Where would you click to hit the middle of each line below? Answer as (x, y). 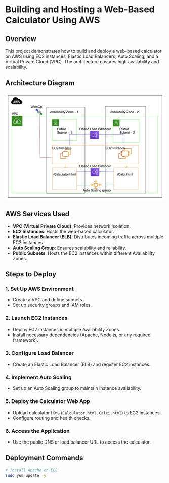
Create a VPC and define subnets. (48, 300)
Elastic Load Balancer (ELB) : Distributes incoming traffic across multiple (88, 237)
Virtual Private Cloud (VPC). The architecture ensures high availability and (82, 62)
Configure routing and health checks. (51, 418)
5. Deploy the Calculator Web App (48, 401)
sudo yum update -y (26, 475)
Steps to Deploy (31, 274)
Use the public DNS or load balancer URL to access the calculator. (81, 442)
